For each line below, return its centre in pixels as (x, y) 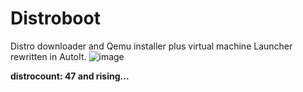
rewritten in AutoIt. (48, 56)
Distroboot (55, 18)
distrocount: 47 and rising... (70, 76)
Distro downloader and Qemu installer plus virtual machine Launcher (151, 46)
